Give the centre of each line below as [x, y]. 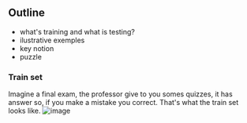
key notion [37, 48]
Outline [26, 13]
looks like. [24, 111]
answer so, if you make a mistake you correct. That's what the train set [123, 103]
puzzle [30, 56]
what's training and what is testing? [77, 31]
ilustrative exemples [52, 40]
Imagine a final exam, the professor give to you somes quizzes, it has [120, 94]
